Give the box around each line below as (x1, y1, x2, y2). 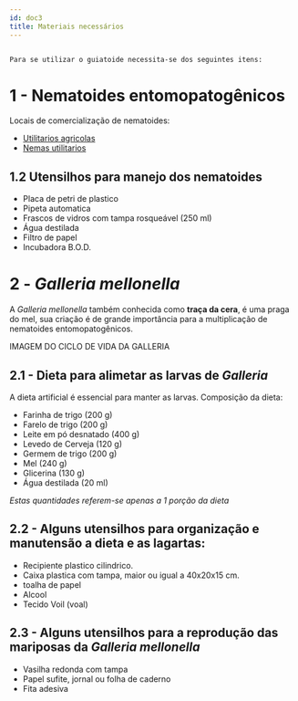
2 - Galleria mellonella (9, 274, 180, 295)
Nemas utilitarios (22, 142, 87, 153)
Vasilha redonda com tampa (22, 664, 128, 675)
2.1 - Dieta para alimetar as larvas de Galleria (9, 367, 269, 383)
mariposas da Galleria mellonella (9, 640, 200, 655)
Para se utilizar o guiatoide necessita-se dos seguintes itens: (9, 55, 262, 64)
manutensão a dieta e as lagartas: (9, 536, 206, 551)
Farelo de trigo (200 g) (22, 419, 108, 430)
